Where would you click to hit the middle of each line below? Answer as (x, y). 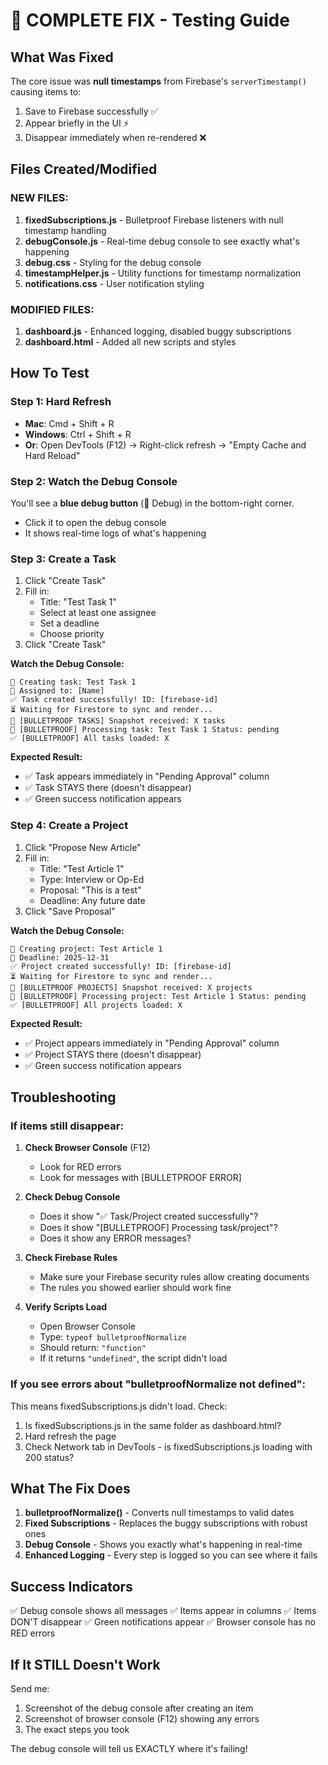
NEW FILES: (39, 198)
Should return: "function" (93, 1348)
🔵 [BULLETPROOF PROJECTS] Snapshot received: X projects (131, 987)
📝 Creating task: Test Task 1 (73, 682)
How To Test (50, 373)
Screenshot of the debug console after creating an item (139, 1708)
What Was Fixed (62, 57)
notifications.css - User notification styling (114, 283)
